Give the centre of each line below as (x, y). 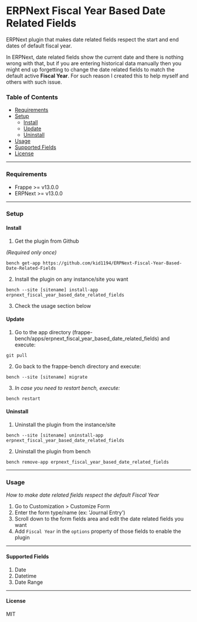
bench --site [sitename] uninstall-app (55, 436)
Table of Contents (32, 97)
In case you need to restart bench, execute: (67, 388)
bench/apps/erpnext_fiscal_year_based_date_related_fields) (87, 338)
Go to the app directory (43, 332)
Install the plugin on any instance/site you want (71, 279)
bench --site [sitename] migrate (47, 377)
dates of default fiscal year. (39, 46)
